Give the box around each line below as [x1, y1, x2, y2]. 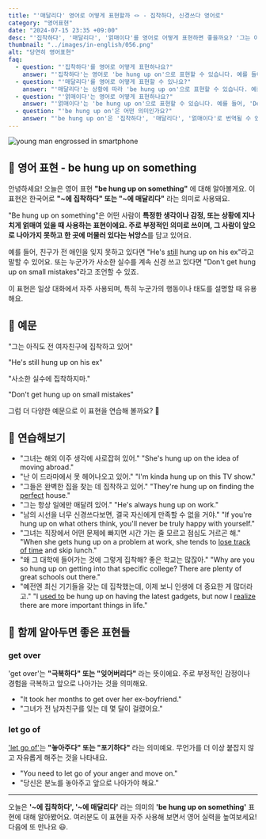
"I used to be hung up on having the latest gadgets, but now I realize [32, 591, 256, 602]
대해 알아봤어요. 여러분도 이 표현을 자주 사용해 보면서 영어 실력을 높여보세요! [22, 812, 257, 822]
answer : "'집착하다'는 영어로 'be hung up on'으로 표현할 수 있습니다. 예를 [22, 70, 248, 78]
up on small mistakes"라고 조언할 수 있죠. [8, 267, 139, 276]
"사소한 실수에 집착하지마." [8, 374, 91, 383]
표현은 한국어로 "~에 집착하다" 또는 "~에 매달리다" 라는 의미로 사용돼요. [8, 193, 230, 203]
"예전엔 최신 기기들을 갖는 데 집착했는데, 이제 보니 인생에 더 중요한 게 [19, 582, 232, 591]
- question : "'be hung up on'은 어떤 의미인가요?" [15, 108, 173, 116]
